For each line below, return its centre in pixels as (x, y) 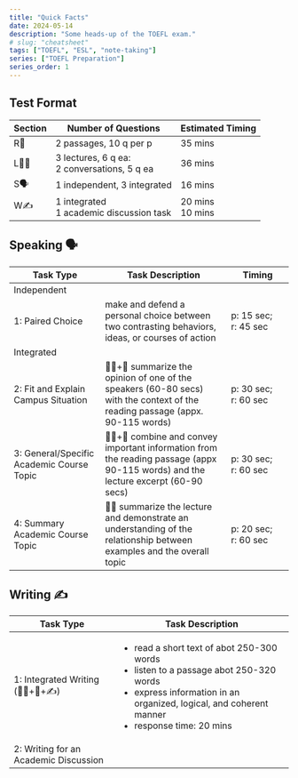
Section (30, 128)
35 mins (197, 143)
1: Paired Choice (48, 321)
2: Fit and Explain (50, 389)
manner (150, 715)
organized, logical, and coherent (201, 703)
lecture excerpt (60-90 (154, 481)
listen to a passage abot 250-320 (205, 670)
